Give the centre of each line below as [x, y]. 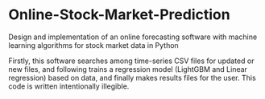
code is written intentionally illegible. [69, 86]
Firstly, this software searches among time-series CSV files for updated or [131, 61]
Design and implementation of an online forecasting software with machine [133, 37]
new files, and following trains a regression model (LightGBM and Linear [128, 69]
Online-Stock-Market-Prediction [120, 15]
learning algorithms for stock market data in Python [93, 45]
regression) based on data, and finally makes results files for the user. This [132, 77]
